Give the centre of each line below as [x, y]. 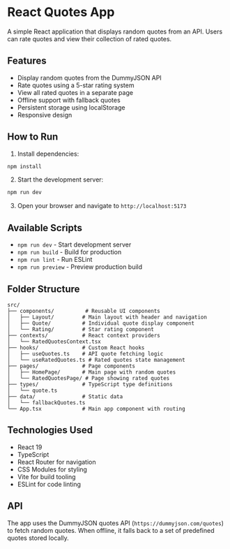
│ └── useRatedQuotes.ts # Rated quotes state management [97, 360]
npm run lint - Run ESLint [55, 260]
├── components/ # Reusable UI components [84, 311]
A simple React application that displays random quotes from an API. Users [115, 31]
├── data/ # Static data [65, 396]
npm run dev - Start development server [74, 244]
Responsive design [45, 115]
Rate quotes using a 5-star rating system [76, 85]
